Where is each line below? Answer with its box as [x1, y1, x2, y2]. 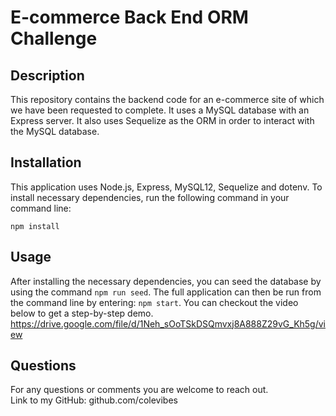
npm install [10, 221, 60, 231]
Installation [10, 154, 82, 171]
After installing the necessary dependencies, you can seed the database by [10, 275, 322, 287]
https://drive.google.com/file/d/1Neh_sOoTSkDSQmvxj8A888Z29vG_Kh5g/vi [10, 317, 327, 330]
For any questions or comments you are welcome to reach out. [10, 384, 269, 396]
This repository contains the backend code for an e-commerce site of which [10, 94, 325, 105]
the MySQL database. [10, 126, 100, 137]
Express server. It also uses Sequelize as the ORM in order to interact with [10, 115, 315, 126]
